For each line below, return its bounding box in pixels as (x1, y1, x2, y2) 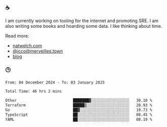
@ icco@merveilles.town (12, 48, 63, 54)
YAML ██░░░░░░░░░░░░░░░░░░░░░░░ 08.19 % (5, 117, 152, 122)
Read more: (5, 33, 29, 39)
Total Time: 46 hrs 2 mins (5, 89, 62, 94)
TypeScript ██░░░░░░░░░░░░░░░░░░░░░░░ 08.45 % (5, 112, 152, 117)
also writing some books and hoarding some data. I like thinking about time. (5, 23, 162, 29)
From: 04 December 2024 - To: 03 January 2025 (5, 80, 105, 85)
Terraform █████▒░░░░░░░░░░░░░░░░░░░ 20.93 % (5, 103, 152, 108)
